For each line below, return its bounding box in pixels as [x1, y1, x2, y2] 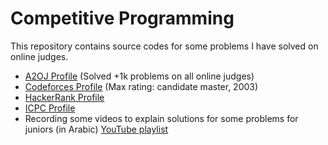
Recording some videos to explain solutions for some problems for [24, 112, 299, 124]
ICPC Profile [24, 102, 76, 114]
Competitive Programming [10, 7, 235, 30]
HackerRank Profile [24, 91, 105, 103]
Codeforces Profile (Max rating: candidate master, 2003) [24, 80, 259, 92]
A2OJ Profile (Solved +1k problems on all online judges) [24, 70, 255, 82]
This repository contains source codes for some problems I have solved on [10, 40, 319, 52]
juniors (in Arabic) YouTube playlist [24, 123, 169, 135]
